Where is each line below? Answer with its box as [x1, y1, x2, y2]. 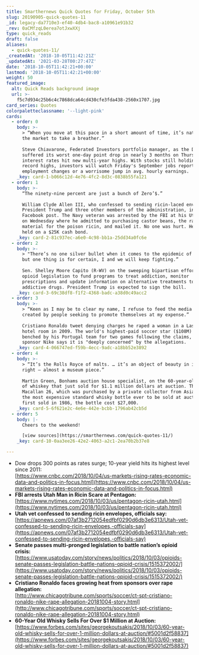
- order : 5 [11, 411, 38, 417]
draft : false [6, 36, 38, 42]
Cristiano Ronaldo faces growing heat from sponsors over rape [14, 579, 173, 586]
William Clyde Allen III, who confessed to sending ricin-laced [21, 202, 184, 207]
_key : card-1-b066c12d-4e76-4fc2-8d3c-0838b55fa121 [17, 174, 147, 180]
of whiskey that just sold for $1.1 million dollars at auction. [21, 384, 187, 389]
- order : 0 [11, 119, 38, 125]
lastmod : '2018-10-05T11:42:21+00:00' [6, 69, 102, 75]
